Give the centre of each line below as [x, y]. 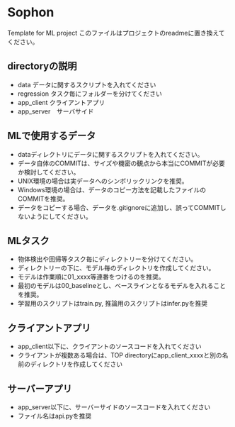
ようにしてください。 [61, 216]
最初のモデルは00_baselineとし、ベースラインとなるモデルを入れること [122, 286]
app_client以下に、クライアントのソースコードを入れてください [109, 346]
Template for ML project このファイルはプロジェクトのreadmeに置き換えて [116, 33]
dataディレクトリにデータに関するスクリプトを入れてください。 [110, 154]
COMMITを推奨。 [43, 199]
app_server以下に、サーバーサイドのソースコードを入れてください [114, 407]
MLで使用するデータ [52, 136]
